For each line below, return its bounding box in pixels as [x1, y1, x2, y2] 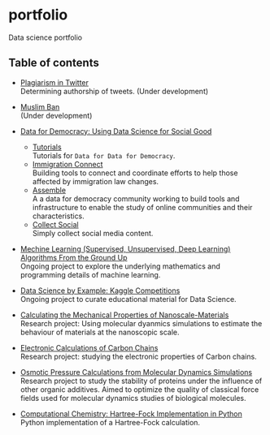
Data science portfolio [8, 32, 83, 42]
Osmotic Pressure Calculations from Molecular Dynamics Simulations [20, 367, 253, 377]
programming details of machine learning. [20, 269, 161, 279]
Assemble [32, 185, 67, 195]
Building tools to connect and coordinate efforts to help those [32, 168, 238, 178]
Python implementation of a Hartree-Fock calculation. [20, 417, 201, 427]
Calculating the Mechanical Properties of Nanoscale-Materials [20, 310, 229, 320]
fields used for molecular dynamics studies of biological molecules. [20, 393, 246, 403]
